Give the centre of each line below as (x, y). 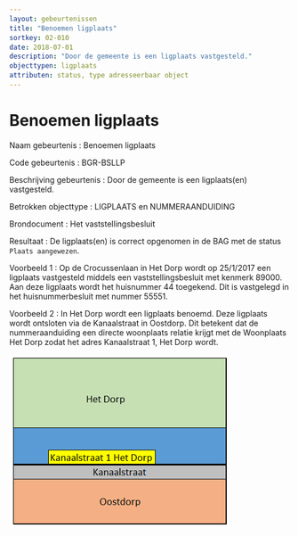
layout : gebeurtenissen (53, 19)
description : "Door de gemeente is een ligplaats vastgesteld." (131, 57)
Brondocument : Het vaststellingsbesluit (82, 224)
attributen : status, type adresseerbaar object (99, 76)
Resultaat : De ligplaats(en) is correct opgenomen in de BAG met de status (145, 241)
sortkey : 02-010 (39, 37)
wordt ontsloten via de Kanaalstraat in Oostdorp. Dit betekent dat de (134, 323)
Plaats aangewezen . (44, 251)
